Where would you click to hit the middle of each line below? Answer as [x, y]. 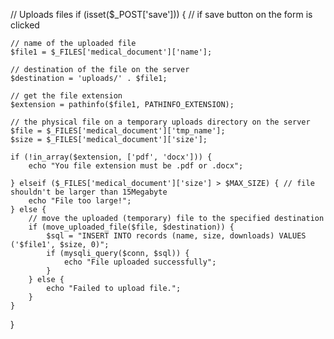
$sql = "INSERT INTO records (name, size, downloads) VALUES [176, 236]
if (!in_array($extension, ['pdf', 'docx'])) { [111, 157]
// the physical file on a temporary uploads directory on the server [160, 122]
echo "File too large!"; [80, 201]
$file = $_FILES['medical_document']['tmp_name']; [118, 131]
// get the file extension [66, 96]
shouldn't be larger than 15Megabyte [89, 192]
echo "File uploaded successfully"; [140, 262]
